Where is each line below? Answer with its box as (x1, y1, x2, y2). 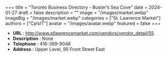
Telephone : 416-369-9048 (12, 41, 71, 47)
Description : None (12, 35, 54, 41)
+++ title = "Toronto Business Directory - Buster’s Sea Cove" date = (5, 5, 148, 10)
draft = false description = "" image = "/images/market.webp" (18, 10, 149, 16)
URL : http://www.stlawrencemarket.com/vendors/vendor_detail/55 (12, 30, 154, 36)
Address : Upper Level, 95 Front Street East (12, 46, 105, 52)
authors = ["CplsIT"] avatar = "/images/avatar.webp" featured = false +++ (5, 20, 161, 26)
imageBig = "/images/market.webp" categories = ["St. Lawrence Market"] (5, 15, 161, 21)
